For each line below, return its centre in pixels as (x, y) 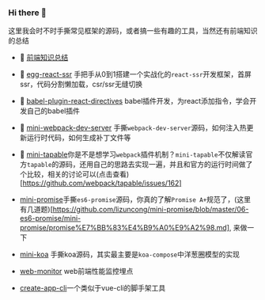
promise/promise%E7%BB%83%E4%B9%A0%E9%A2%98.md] (125, 228)
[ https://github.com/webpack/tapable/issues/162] (100, 183)
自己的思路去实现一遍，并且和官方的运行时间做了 (173, 165)
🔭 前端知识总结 (44, 58)
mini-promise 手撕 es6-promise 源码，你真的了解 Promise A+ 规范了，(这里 (135, 199)
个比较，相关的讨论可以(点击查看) (74, 174)
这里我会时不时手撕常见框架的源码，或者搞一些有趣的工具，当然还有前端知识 (133, 31)
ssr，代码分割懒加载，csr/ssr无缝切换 (81, 84)
